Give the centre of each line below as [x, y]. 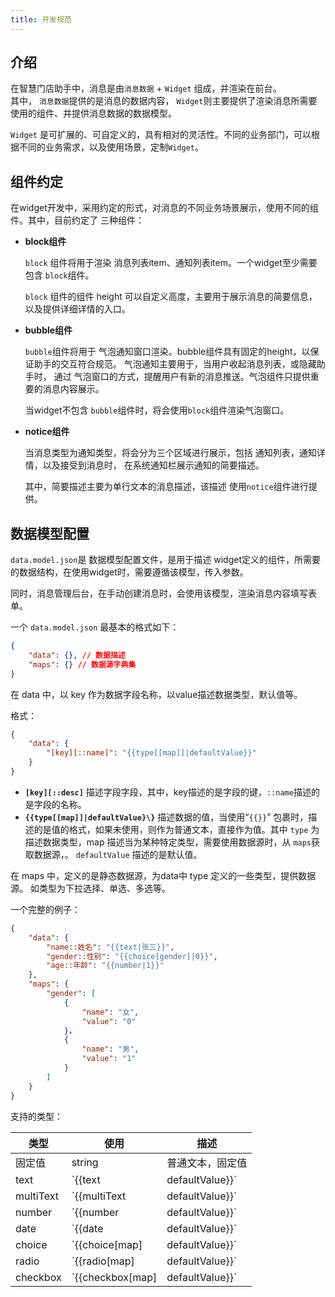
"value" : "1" [109, 1059]
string [85, 1162]
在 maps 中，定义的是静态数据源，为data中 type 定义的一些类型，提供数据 [163, 875]
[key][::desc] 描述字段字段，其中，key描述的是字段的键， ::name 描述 [168, 792]
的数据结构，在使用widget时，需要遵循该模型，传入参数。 [129, 572]
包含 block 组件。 [59, 275]
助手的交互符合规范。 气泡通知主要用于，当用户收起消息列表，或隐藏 [175, 364]
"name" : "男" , [110, 1049]
